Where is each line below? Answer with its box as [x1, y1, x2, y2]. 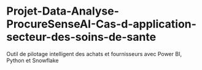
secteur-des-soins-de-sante [6, 30, 157, 44]
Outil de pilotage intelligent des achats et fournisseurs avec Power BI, [6, 50, 182, 57]
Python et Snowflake [6, 57, 59, 64]
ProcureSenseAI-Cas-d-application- [6, 17, 196, 31]
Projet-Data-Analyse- [6, 4, 120, 18]
